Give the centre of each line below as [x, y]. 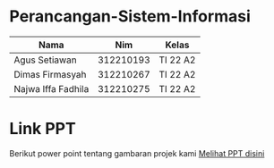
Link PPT [43, 129]
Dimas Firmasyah [50, 74]
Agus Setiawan [46, 60]
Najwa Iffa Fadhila [51, 88]
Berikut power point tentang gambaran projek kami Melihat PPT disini [137, 153]
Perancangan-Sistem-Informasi [130, 17]
